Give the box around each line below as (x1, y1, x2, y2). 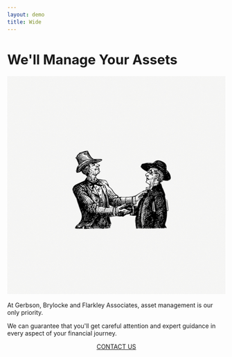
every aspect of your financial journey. (7, 329, 117, 338)
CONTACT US (96, 342, 136, 351)
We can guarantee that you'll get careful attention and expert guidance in (7, 322, 216, 330)
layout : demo (7, 11, 45, 18)
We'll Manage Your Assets (7, 51, 178, 68)
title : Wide (7, 18, 42, 26)
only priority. (7, 309, 44, 317)
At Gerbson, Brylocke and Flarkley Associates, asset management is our (7, 301, 213, 309)
